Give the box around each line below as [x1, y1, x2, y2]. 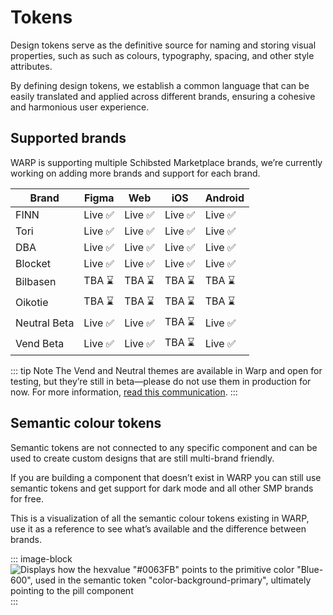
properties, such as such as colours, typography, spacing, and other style [10, 49, 315, 61]
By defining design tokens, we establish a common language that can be [10, 79, 310, 91]
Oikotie [15, 296, 49, 310]
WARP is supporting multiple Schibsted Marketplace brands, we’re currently [10, 156, 323, 168]
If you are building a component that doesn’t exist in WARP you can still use [10, 471, 322, 483]
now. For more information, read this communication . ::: [10, 386, 238, 398]
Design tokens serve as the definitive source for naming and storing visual [10, 39, 317, 51]
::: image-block [10, 552, 73, 565]
